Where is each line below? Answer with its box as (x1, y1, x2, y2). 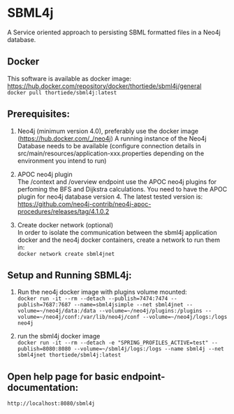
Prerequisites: (7, 108, 70, 120)
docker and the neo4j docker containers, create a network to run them (17, 236, 220, 244)
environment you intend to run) (17, 156, 107, 165)
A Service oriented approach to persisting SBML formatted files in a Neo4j (7, 28, 221, 36)
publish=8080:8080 (17, 345, 71, 352)
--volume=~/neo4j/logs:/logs (142, 313, 228, 321)
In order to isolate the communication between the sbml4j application (17, 228, 217, 236)
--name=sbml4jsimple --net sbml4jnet (73, 301, 184, 308)
